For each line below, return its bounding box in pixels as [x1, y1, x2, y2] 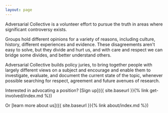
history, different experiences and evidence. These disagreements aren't [5, 41, 155, 47]
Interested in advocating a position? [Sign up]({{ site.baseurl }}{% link [5, 87, 149, 93]
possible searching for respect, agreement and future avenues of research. [5, 77, 160, 83]
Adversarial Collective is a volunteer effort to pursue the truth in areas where [5, 21, 163, 27]
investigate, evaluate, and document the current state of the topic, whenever [5, 72, 163, 78]
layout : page [5, 7, 32, 12]
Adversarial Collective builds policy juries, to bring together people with [5, 61, 152, 67]
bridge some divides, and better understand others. [5, 52, 111, 58]
